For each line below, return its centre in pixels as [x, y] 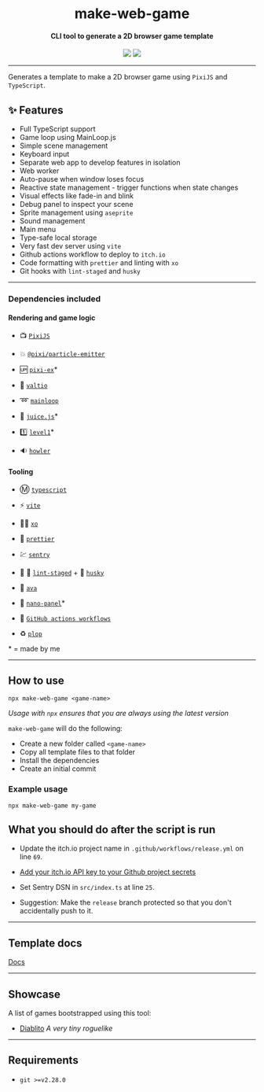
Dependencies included [55, 299]
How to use [36, 680]
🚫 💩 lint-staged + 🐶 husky [62, 572]
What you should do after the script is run [112, 830]
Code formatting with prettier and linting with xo [99, 263]
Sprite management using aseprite [76, 212]
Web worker [39, 171]
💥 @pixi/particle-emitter [62, 354]
